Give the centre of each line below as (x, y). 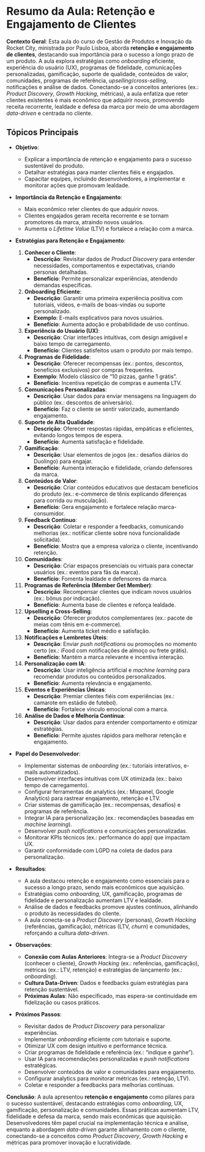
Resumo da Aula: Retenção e (81, 11)
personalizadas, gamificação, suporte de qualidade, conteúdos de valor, (97, 74)
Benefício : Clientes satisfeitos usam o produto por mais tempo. (113, 350)
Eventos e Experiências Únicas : (65, 690)
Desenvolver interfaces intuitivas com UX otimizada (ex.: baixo (103, 779)
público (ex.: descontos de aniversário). (83, 402)
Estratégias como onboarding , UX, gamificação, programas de (103, 893)
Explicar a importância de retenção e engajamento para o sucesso (108, 159)
